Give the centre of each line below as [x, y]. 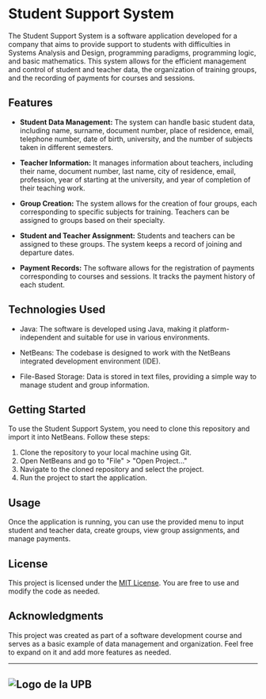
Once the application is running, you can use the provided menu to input [126, 522]
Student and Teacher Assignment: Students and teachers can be [127, 236]
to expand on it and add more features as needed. [90, 652]
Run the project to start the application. [84, 478]
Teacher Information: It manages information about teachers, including [136, 163]
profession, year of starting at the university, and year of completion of [135, 179]
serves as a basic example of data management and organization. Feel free [131, 643]
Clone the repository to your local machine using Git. [106, 452]
